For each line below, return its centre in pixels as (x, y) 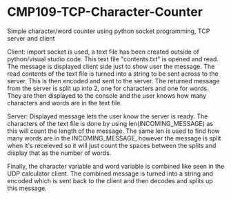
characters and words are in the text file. (65, 103)
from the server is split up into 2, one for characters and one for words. (108, 88)
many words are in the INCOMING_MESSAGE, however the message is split (114, 138)
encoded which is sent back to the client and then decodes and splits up (110, 180)
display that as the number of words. (59, 153)
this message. (27, 188)
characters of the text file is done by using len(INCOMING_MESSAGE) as (110, 123)
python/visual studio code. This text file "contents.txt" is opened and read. (113, 59)
